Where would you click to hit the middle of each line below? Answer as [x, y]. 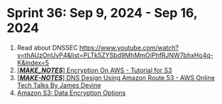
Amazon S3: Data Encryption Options [71, 93]
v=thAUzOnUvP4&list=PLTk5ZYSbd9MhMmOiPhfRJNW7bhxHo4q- [115, 55]
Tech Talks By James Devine [59, 85]
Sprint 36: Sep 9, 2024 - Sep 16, [102, 13]
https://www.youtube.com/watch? [129, 47]
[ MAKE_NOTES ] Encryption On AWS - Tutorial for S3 [94, 70]
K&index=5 [33, 62]
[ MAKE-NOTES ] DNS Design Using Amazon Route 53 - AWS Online [116, 77]
